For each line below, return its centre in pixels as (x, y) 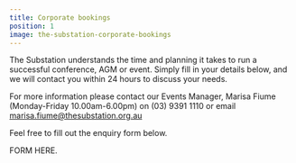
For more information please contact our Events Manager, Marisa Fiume (143, 96)
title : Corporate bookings (60, 18)
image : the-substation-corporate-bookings (90, 34)
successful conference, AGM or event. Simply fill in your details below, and (148, 69)
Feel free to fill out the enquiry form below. (88, 133)
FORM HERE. (33, 150)
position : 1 (32, 26)
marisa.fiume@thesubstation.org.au (76, 116)
